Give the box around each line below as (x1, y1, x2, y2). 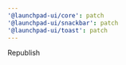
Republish (7, 48, 41, 58)
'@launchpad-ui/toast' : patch (7, 26, 108, 34)
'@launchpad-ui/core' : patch (7, 11, 104, 20)
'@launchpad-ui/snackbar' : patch (7, 19, 119, 27)
